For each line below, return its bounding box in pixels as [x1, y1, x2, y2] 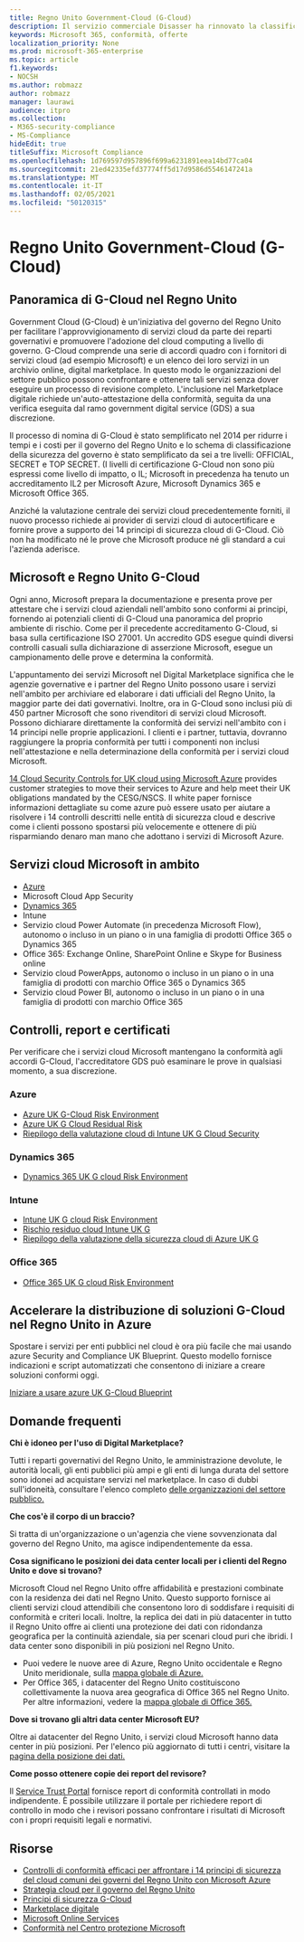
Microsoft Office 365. [9, 488, 89, 498]
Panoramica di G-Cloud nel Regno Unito [9, 292, 238, 308]
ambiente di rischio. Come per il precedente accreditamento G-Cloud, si [9, 622, 278, 633]
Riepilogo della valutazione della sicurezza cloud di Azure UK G [22, 1234, 260, 1245]
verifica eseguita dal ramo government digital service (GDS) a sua [9, 403, 255, 413]
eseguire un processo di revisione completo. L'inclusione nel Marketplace [9, 384, 283, 394]
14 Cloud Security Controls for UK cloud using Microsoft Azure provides [9, 772, 278, 783]
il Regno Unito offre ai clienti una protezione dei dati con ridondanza [9, 1621, 263, 1633]
